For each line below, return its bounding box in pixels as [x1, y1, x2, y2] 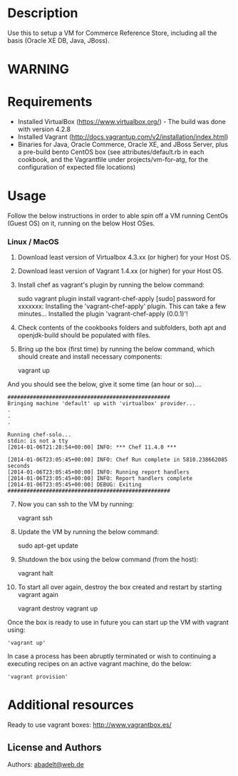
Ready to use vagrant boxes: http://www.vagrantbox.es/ [7, 720, 172, 729]
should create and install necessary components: [17, 352, 162, 361]
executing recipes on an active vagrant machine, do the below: [7, 660, 192, 668]
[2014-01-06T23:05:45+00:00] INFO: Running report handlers [7, 469, 190, 476]
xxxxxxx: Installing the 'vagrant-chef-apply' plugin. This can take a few [17, 302, 227, 311]
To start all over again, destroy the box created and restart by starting [17, 583, 222, 591]
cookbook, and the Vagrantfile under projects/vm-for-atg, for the [17, 155, 209, 164]
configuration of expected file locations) [17, 163, 136, 172]
